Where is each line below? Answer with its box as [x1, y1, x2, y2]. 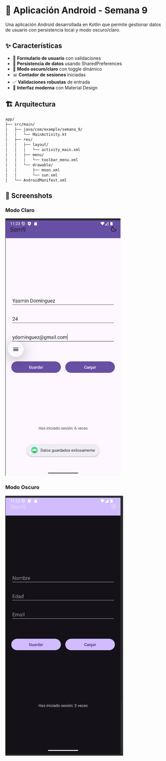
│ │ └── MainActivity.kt [5, 132, 67, 137]
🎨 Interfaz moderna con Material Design [12, 84, 98, 90]
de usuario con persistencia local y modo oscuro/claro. [5, 26, 121, 33]
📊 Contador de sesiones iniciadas [12, 71, 86, 78]
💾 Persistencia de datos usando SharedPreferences [12, 60, 122, 67]
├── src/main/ [5, 121, 36, 127]
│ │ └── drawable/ [5, 162, 53, 167]
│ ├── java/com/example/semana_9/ [5, 127, 83, 132]
